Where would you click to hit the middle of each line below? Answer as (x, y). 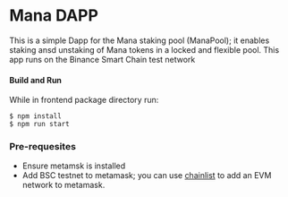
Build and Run (36, 80)
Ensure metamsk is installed (74, 166)
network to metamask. (64, 185)
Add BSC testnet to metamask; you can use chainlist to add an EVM (147, 176)
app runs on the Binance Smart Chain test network (102, 59)
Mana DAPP (54, 16)
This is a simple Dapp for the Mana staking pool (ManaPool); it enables (140, 40)
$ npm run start (39, 124)
